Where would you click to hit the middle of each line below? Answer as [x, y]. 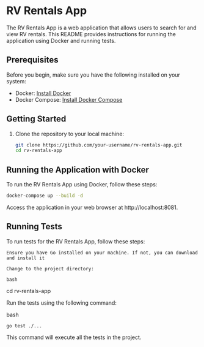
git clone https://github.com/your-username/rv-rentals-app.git [99, 145]
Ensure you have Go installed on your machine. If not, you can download [102, 253]
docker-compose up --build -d [45, 196]
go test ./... [24, 326]
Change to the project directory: [50, 269]
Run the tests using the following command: [62, 303]
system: [16, 81]
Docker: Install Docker [43, 93]
